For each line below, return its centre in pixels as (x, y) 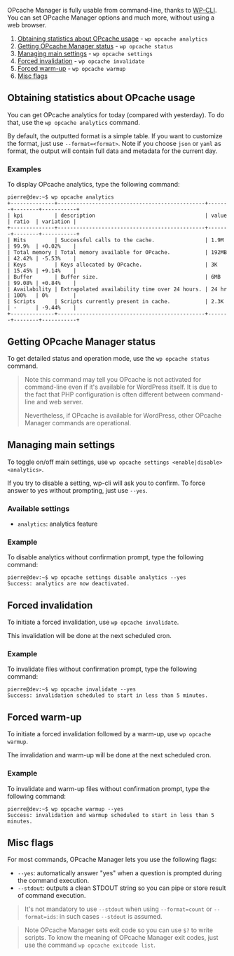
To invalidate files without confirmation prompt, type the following (102, 669)
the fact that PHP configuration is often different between (107, 394)
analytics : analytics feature (57, 524)
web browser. (27, 25)
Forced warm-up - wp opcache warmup (71, 68)
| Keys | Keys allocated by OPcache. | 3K (112, 265)
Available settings (39, 508)
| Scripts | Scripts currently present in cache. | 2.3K (116, 302)
